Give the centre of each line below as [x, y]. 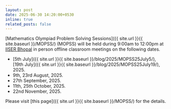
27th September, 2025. [37, 81]
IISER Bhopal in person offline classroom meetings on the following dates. [83, 49]
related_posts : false [28, 24]
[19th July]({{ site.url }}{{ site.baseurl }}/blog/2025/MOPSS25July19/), [86, 64]
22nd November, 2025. [37, 91]
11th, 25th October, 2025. [39, 86]
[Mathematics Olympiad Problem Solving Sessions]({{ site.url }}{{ [74, 39]
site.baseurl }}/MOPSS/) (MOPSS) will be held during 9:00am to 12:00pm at [84, 44]
